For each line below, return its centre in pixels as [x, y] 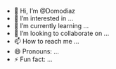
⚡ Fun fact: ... [33, 59]
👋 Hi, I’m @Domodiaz [45, 11]
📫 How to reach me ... [46, 41]
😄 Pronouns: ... [37, 51]
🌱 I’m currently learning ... [51, 26]
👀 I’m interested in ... [44, 18]
